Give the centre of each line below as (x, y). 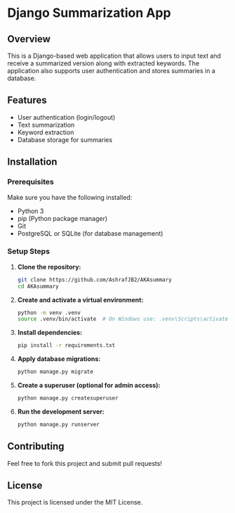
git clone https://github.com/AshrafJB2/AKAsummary (94, 279)
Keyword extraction (46, 132)
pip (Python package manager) (62, 218)
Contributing (36, 446)
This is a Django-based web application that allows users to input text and (114, 56)
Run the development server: (61, 411)
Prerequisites (31, 182)
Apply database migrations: (59, 359)
